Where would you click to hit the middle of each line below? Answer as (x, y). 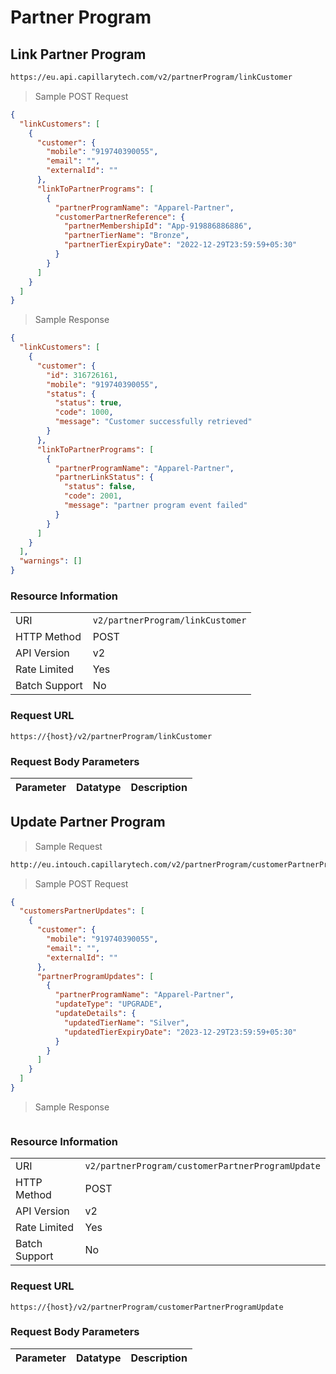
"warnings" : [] (51, 561)
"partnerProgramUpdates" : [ (95, 976)
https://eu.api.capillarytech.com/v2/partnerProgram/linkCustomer (151, 77)
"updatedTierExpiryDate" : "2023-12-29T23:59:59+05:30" (180, 1032)
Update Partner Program (88, 822)
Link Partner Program (78, 54)
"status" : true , (88, 403)
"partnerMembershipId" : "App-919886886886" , (158, 226)
